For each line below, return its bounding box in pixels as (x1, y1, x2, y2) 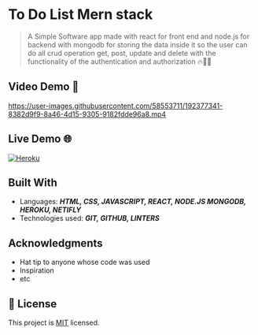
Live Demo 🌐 (8, 132, 72, 146)
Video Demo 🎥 (8, 80, 79, 94)
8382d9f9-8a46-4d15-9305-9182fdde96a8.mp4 (8, 109, 167, 119)
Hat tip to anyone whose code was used (19, 258, 150, 267)
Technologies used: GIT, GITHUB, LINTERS (19, 214, 160, 223)
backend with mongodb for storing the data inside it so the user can (27, 39, 248, 49)
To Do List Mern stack (8, 6, 153, 24)
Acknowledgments (8, 236, 104, 250)
